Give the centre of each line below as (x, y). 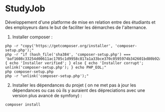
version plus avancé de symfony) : (47, 95)
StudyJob (25, 9)
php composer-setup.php (29, 72)
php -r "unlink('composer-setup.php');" (47, 76)
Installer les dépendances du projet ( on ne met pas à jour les (74, 85)
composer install (23, 104)
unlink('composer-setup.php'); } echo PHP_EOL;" (56, 67)
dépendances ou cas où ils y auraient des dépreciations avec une (79, 90)
